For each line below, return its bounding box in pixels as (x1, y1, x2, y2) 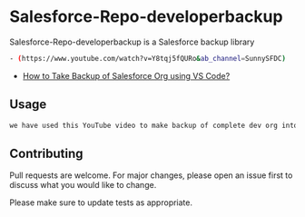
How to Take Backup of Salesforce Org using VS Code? (22, 70, 231, 81)
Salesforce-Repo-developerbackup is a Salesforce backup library (9, 36, 255, 47)
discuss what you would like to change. (9, 180, 157, 191)
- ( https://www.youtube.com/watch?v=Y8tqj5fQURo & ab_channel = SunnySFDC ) (9, 54, 286, 63)
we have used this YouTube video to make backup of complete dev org (9, 121, 279, 130)
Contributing (9, 145, 84, 161)
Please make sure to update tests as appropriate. (9, 197, 193, 208)
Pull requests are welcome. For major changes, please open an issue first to (9, 170, 293, 181)
